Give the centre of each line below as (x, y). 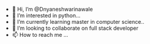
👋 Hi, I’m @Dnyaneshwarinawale (52, 9)
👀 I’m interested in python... (46, 15)
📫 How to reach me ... (40, 35)
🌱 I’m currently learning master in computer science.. (78, 22)
